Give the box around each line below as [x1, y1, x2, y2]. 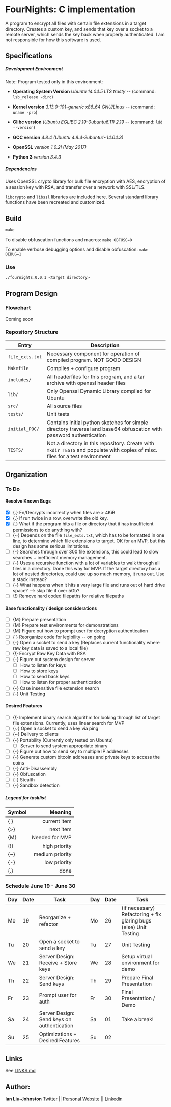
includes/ [8, 377, 32, 383]
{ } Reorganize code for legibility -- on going [12, 634, 106, 640]
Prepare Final [121, 973, 154, 981]
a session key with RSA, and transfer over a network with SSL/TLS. [5, 184, 146, 190]
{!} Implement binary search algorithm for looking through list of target [12, 714, 160, 720]
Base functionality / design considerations [5, 605, 97, 611]
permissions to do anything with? [12, 526, 82, 533]
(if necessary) [121, 904, 155, 911]
